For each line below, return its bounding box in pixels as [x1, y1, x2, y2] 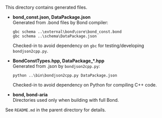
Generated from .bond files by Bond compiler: [12, 20, 109, 25]
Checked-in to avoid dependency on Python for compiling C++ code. [12, 82, 157, 88]
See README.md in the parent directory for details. [5, 107, 106, 113]
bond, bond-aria [12, 92, 48, 98]
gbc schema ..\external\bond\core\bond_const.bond [12, 29, 122, 34]
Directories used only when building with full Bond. [12, 97, 119, 103]
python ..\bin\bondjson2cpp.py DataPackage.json [12, 73, 117, 78]
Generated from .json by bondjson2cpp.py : [12, 63, 100, 69]
